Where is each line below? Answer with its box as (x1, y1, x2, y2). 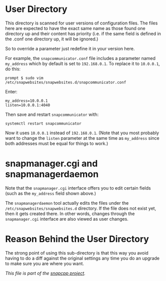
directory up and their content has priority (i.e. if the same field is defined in (5, 30, 161, 36)
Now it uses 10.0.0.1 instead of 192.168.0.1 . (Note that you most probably (5, 130, 159, 136)
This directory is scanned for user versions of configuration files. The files (5, 20, 158, 26)
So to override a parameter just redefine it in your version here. (5, 45, 135, 51)
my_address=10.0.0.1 (5, 98, 48, 103)
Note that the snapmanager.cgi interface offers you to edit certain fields (5, 185, 151, 191)
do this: (5, 66, 21, 72)
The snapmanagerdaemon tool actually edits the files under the (5, 200, 129, 206)
